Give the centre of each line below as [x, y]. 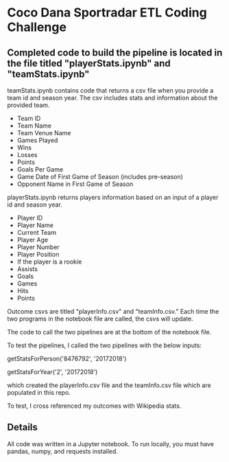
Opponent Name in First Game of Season [75, 184]
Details [22, 427]
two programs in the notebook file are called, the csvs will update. [100, 319]
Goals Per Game [40, 169]
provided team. [28, 105]
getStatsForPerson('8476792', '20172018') [67, 359]
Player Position [38, 254]
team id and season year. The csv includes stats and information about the [112, 98]
